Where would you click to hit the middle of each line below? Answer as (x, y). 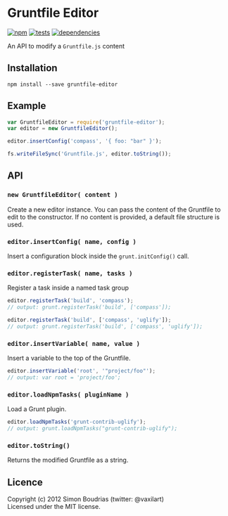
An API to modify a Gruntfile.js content (66, 46)
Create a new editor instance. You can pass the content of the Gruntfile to (114, 209)
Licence (25, 482)
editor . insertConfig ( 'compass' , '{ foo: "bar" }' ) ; (84, 141)
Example (27, 106)
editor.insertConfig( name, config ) (72, 241)
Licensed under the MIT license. (54, 507)
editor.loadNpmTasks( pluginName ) (68, 394)
